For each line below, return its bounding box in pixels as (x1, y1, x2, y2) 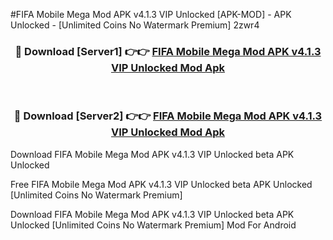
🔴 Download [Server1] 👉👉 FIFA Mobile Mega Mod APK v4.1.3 (14, 44, 322, 58)
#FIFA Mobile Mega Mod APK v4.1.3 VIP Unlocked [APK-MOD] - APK (10, 9, 292, 20)
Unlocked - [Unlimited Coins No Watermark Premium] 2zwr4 (10, 19, 260, 31)
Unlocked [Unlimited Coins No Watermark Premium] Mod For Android (10, 219, 297, 231)
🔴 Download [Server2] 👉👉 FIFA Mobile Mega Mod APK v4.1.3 (13, 109, 323, 123)
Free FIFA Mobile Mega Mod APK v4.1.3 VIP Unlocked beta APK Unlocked (10, 178, 313, 190)
